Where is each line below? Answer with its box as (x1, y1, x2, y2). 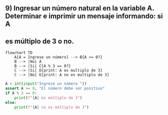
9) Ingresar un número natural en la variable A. (5, 4, 154, 13)
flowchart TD (5, 50, 33, 55)
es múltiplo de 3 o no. (5, 37, 74, 45)
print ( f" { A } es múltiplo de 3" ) (14, 95, 82, 100)
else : (5, 100, 17, 105)
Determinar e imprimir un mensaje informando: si (5, 12, 163, 21)
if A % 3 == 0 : (5, 90, 37, 95)
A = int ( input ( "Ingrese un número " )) (5, 81, 87, 86)
